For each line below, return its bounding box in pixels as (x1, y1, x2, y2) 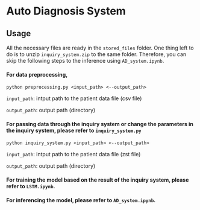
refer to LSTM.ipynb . (6, 183, 55, 189)
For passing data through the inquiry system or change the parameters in (6, 120, 194, 127)
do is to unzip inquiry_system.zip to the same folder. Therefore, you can (6, 51, 187, 58)
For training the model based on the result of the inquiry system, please (6, 176, 189, 183)
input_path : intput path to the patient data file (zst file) (6, 151, 141, 158)
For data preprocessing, (6, 71, 68, 78)
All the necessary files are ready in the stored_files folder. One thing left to (6, 44, 194, 51)
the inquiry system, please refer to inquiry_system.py (6, 127, 142, 134)
